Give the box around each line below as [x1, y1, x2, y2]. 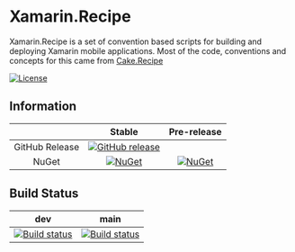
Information [9, 99, 77, 114]
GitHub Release [13, 140, 79, 153]
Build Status [9, 186, 79, 202]
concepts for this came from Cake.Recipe [9, 55, 164, 66]
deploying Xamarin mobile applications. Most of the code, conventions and [9, 45, 287, 56]
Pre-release [168, 125, 222, 138]
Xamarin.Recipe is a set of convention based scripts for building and [9, 36, 263, 47]
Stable [110, 125, 139, 138]
